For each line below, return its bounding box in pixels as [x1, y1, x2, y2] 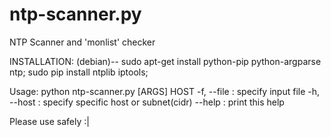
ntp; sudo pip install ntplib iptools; [9, 66, 149, 78]
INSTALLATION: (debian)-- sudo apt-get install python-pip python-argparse [9, 55, 322, 67]
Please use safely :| [9, 115, 90, 127]
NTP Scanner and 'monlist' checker [9, 36, 156, 48]
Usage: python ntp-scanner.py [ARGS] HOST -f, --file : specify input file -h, [9, 85, 321, 97]
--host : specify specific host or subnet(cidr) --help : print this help [9, 96, 285, 108]
